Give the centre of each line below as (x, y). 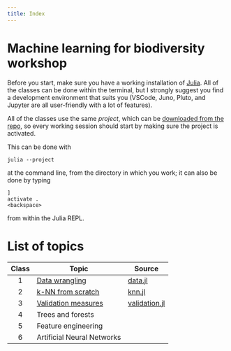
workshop (37, 63)
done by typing (29, 180)
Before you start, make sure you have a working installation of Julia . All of (113, 83)
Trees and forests (65, 314)
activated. (22, 133)
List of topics (46, 246)
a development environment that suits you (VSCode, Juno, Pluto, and (106, 97)
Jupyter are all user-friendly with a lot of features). (80, 105)
